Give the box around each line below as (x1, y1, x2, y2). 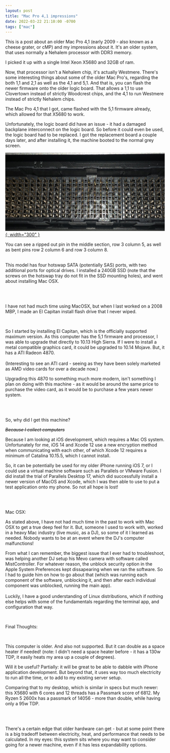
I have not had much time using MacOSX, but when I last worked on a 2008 (5, 303, 163, 309)
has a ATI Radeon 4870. (5, 350, 55, 356)
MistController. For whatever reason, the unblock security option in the (5, 560, 153, 567)
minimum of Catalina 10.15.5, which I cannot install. (5, 453, 111, 459)
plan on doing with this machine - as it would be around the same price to (5, 381, 159, 387)
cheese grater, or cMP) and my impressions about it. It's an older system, (5, 44, 158, 50)
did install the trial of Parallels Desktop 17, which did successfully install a (5, 473, 158, 479)
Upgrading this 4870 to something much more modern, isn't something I (5, 375, 156, 382)
